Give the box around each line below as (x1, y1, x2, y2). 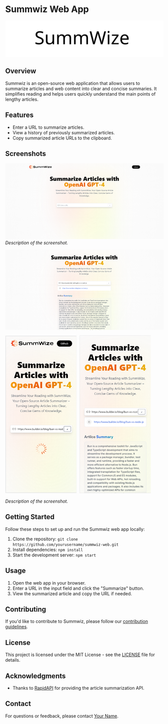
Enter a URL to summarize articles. (12, 124, 85, 130)
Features (5, 111, 34, 119)
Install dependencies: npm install (12, 546, 83, 552)
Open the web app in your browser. (12, 580, 86, 586)
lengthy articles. (5, 96, 39, 102)
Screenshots (5, 149, 46, 158)
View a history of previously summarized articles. (12, 129, 115, 135)
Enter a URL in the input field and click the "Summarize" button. (12, 585, 144, 591)
